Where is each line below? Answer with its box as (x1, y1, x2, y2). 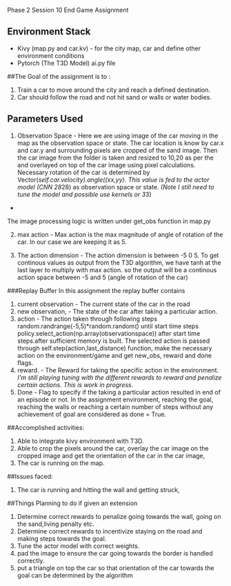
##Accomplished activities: (7, 423, 85, 431)
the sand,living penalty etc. (17, 520, 94, 528)
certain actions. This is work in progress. (17, 380, 134, 389)
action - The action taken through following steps (17, 314, 157, 323)
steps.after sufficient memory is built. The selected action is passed (17, 337, 210, 345)
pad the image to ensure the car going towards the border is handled (17, 549, 213, 557)
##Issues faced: (7, 472, 53, 480)
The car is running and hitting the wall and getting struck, (17, 485, 181, 493)
